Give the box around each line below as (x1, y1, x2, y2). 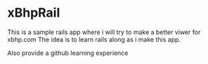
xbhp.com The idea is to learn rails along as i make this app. (7, 35, 181, 43)
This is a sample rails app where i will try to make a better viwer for (7, 28, 201, 36)
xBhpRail (7, 5, 60, 21)
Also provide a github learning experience (7, 49, 129, 57)
